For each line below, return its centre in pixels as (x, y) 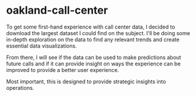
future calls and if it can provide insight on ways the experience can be (94, 64)
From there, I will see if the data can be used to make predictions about (94, 57)
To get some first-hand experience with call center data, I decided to (91, 27)
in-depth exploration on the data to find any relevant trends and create (93, 39)
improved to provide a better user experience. (63, 70)
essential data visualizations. (42, 46)
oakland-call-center (57, 10)
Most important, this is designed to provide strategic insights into (86, 82)
